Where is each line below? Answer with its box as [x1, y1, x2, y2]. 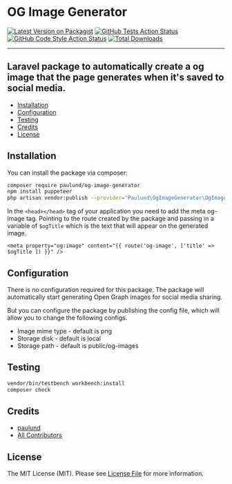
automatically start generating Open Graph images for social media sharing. [7, 293, 223, 301]
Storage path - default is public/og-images [17, 342, 139, 349]
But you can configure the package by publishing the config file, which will [7, 307, 220, 314]
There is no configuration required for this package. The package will [7, 286, 204, 293]
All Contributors [17, 431, 62, 439]
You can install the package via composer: [7, 168, 128, 177]
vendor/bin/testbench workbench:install [7, 380, 126, 387]
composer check [7, 386, 51, 394]
